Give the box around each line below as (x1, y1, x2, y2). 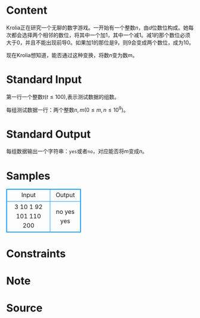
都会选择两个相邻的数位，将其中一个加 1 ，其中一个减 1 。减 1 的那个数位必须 (11, 31, 191, 39)
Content (6, 4, 48, 17)
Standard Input (6, 73, 82, 86)
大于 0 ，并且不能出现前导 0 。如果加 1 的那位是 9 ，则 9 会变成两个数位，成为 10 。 (6, 39, 195, 46)
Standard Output (6, 127, 91, 141)
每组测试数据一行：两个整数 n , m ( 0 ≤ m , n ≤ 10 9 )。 (6, 105, 129, 113)
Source (6, 301, 43, 314)
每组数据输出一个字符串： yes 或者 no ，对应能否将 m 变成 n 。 (6, 148, 148, 155)
